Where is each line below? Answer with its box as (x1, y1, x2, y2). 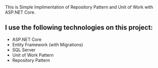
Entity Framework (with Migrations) (12, 42, 83, 47)
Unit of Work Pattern (12, 52, 54, 58)
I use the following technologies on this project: (5, 23, 153, 32)
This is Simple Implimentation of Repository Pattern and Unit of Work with (5, 4, 153, 10)
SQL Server (12, 46, 36, 53)
